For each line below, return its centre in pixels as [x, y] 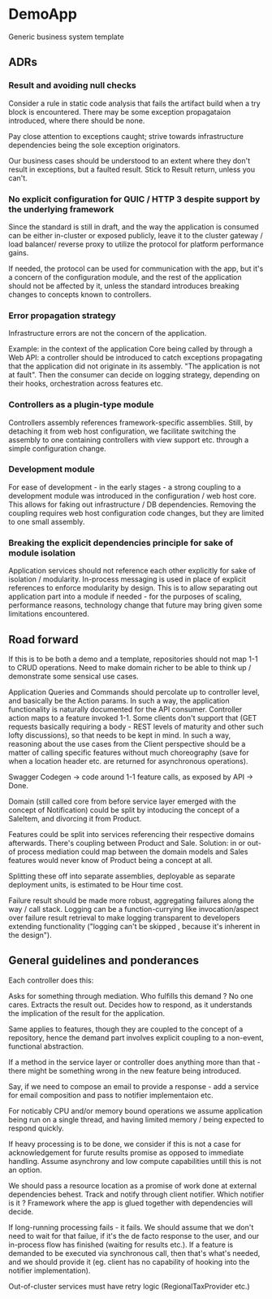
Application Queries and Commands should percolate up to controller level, [134, 691]
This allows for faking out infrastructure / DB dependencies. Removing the [132, 504]
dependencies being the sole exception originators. [95, 145]
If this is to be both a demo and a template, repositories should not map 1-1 [133, 659]
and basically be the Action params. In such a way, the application [119, 700]
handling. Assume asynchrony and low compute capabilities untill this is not [135, 1161]
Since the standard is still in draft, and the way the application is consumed [134, 227]
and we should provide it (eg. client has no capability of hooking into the [129, 1262]
